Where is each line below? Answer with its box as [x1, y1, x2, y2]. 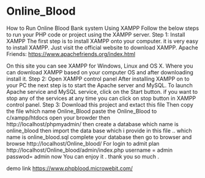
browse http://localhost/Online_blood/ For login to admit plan [6, 140, 160, 147]
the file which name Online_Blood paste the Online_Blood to [6, 107, 157, 115]
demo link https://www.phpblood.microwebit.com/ [6, 165, 133, 172]
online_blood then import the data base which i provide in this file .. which [6, 127, 192, 134]
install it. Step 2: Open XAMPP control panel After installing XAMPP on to [6, 75, 190, 82]
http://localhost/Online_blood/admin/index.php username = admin [6, 146, 173, 154]
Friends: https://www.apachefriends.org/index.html [6, 50, 136, 57]
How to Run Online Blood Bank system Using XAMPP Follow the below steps [6, 24, 199, 32]
